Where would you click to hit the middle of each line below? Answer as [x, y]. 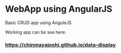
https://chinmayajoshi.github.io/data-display [60, 45]
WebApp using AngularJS [59, 9]
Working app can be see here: [36, 32]
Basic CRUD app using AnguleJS [38, 23]
